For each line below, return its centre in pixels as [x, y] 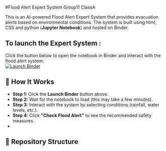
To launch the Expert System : [53, 43]
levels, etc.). [25, 110]
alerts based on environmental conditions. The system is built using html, [81, 22]
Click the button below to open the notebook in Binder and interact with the [83, 55]
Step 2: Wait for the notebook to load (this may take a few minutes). [82, 99]
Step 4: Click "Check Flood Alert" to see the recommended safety [82, 115]
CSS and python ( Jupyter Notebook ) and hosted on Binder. [67, 28]
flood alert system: [25, 61]
